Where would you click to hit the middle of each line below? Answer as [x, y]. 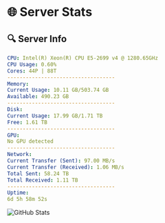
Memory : [18, 84]
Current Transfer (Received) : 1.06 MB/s [66, 167]
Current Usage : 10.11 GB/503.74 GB [58, 90]
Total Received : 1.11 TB [43, 180]
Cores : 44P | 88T [32, 71]
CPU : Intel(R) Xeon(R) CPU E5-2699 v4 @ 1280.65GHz [82, 58]
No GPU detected [30, 142]
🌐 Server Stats [50, 12]
